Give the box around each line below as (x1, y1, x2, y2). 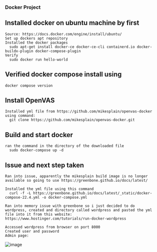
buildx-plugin (5, 48, 34, 53)
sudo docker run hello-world (9, 57, 68, 62)
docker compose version (5, 83, 53, 88)
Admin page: (5, 233, 29, 238)
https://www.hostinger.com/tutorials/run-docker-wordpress (5, 216, 127, 221)
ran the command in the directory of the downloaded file (5, 143, 124, 149)
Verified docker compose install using (5, 70, 122, 79)
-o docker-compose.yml (42, 195, 88, 200)
